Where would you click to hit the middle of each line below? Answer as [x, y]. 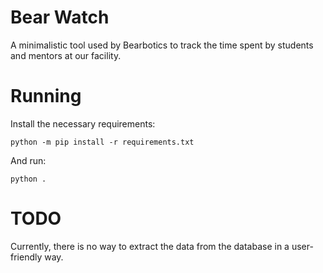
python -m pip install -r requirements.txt [102, 142]
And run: [28, 160]
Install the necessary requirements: [83, 123]
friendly [26, 257]
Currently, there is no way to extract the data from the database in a [150, 246]
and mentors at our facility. [66, 55]
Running [46, 96]
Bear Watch [60, 17]
